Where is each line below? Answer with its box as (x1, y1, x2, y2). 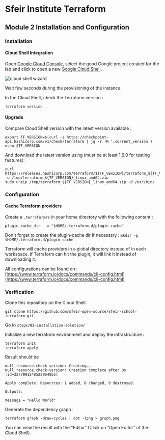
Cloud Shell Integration (5, 50, 53, 56)
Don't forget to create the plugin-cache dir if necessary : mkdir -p (5, 232, 138, 238)
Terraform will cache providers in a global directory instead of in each (5, 246, 146, 252)
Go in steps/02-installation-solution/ (5, 322, 85, 328)
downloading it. (5, 256, 36, 262)
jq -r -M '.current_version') (90, 139, 153, 144)
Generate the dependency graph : (5, 407, 74, 412)
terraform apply (5, 345, 38, 351)
